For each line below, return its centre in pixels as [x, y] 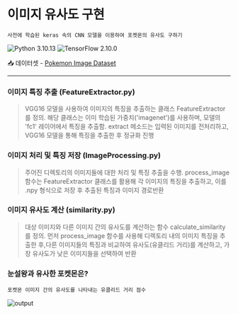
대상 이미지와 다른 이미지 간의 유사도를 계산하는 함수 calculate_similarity [125, 227]
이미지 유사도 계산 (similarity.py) [61, 210]
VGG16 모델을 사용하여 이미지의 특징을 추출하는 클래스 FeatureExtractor [125, 109]
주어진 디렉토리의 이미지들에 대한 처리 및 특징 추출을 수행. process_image [127, 172]
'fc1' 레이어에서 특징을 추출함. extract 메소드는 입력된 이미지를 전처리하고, [126, 127]
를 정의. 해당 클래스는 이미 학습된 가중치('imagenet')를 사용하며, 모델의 [123, 118]
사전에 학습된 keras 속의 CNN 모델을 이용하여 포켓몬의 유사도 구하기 [95, 35]
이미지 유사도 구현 [56, 15]
